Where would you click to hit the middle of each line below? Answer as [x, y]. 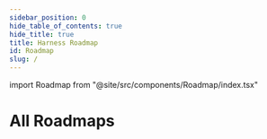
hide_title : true [42, 34]
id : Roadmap [31, 51]
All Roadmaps [62, 121]
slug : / [24, 59]
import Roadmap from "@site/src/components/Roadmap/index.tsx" [134, 85]
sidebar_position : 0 [48, 17]
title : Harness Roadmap [54, 43]
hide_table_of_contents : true [66, 26]
